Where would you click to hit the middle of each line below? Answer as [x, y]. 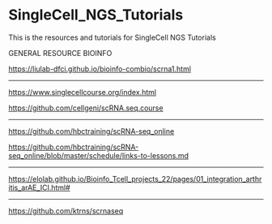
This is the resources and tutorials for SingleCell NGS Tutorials [112, 37]
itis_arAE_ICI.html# [39, 187]
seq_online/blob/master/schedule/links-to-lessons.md [98, 155]
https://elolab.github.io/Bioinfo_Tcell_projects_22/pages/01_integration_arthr [135, 179]
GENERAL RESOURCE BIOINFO [60, 53]
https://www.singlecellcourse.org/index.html [82, 92]
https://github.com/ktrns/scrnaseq [66, 211]
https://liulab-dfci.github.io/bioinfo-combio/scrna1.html [100, 69]
